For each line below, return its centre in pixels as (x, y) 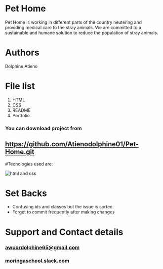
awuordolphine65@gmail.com (42, 247)
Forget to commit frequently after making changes (63, 212)
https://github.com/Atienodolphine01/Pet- (72, 144)
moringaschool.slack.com (37, 261)
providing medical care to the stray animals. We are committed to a (73, 27)
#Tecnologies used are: (29, 164)
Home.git (20, 152)
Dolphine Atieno (21, 66)
